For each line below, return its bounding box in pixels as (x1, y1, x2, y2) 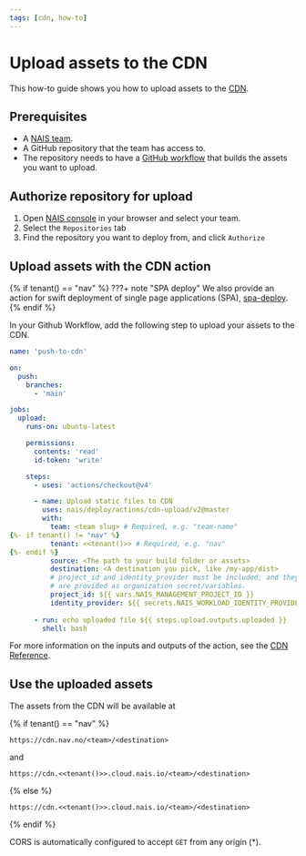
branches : (25, 380, 64, 390)
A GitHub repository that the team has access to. (22, 143, 207, 154)
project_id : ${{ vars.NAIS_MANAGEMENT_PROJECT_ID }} (49, 590, 255, 599)
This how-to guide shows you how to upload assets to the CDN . (9, 83, 249, 94)
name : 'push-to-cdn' (9, 347, 88, 356)
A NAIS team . (22, 133, 74, 144)
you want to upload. (22, 162, 98, 173)
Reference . (9, 650, 51, 661)
